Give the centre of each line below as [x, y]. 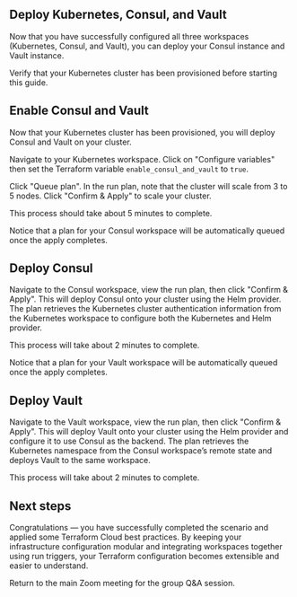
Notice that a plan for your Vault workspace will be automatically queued [144, 363]
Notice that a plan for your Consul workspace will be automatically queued [147, 230]
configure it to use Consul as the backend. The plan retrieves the [129, 441]
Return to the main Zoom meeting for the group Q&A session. [122, 584]
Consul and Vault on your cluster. [70, 142]
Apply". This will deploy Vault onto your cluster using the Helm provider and [149, 432]
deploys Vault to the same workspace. [80, 461]
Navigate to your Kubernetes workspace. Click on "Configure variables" [142, 159]
